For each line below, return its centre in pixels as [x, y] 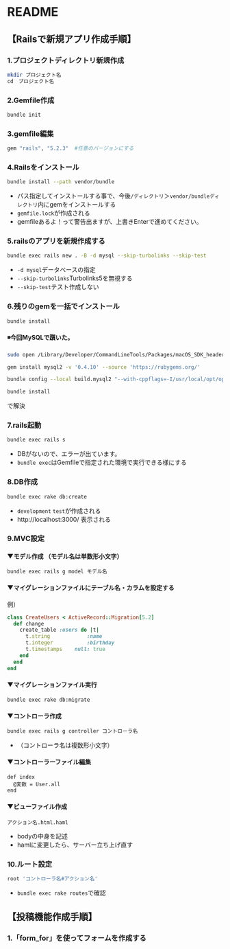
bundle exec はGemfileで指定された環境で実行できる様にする [102, 462]
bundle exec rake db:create [47, 496]
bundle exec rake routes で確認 [61, 893]
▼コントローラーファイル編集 [49, 762]
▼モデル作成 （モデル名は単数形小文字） [65, 556]
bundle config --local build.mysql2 [59, 379]
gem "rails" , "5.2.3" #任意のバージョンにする [71, 148]
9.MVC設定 [26, 538]
